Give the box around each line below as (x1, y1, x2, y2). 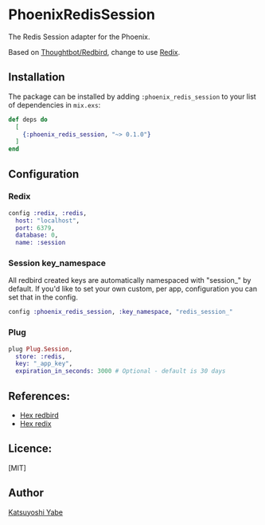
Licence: (8, 442, 53, 456)
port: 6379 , (15, 224, 56, 232)
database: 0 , (15, 231, 59, 240)
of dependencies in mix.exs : (8, 100, 101, 109)
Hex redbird (19, 410, 59, 420)
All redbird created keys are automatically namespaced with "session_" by (8, 276, 251, 285)
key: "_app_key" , (15, 360, 73, 368)
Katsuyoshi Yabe (8, 507, 64, 517)
